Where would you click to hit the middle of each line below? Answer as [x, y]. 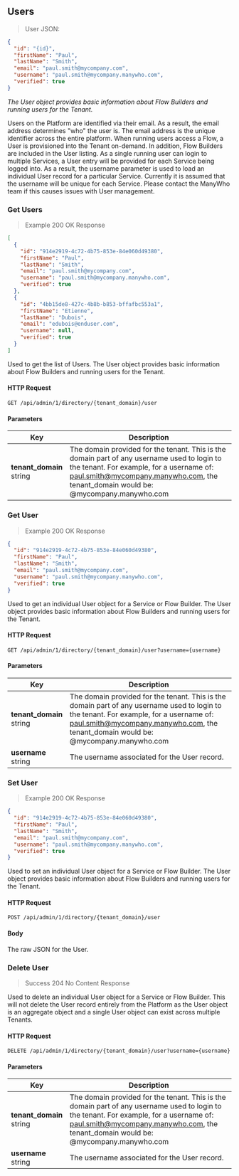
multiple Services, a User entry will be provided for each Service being [111, 161]
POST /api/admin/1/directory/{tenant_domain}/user [84, 918]
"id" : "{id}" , [34, 48]
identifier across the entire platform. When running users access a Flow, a [116, 138]
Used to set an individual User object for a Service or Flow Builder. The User [119, 872]
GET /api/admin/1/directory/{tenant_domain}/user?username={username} [114, 650]
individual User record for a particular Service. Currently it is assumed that [116, 176]
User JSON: [42, 28]
